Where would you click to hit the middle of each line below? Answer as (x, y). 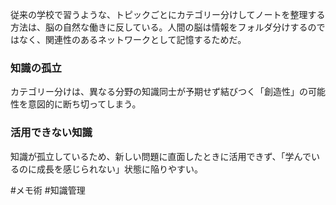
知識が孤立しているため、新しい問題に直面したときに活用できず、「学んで (161, 156)
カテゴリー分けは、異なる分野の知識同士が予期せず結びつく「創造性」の (159, 92)
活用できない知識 (51, 133)
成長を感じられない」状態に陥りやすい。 (119, 169)
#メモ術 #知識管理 (48, 190)
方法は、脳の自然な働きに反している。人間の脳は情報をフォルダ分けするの (163, 27)
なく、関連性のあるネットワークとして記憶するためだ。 (132, 39)
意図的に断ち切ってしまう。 (84, 104)
